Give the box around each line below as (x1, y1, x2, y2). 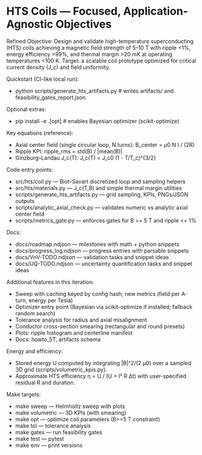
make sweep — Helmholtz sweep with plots (15, 402, 125, 410)
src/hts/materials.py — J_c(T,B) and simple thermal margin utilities (15, 184, 182, 191)
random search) (15, 309, 56, 317)
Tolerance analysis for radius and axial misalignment (15, 316, 148, 324)
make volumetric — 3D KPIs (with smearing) (15, 409, 127, 416)
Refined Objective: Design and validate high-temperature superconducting (6, 37, 194, 45)
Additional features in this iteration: (6, 278, 95, 286)
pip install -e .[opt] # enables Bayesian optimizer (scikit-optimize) (15, 117, 180, 125)
